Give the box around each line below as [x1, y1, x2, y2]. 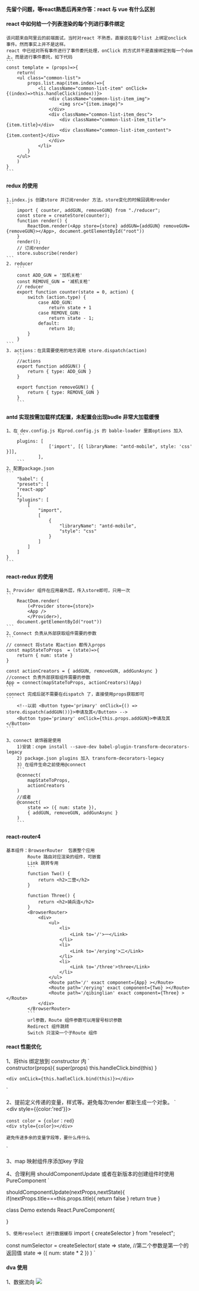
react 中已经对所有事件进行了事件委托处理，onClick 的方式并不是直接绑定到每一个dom [6, 48, 193, 54]
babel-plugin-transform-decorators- [99, 744, 190, 750]
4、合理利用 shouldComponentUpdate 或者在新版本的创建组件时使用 [6, 1170, 175, 1177]
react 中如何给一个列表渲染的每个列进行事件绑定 [6, 20, 125, 27]
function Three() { [27, 892, 76, 898]
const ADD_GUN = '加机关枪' [17, 272, 83, 278]
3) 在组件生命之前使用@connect [17, 762, 86, 768]
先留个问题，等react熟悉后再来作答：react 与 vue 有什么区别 [6, 5, 156, 13]
